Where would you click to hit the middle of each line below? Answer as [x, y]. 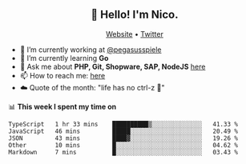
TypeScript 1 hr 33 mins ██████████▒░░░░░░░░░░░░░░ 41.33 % [123, 124]
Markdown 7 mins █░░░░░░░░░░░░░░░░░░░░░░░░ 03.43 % [123, 152]
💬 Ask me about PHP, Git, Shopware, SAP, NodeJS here [113, 66]
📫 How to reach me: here [63, 75]
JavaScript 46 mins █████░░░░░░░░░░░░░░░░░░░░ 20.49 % [123, 131]
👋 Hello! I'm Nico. [135, 15]
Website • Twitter [135, 34]
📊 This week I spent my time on [63, 106]
